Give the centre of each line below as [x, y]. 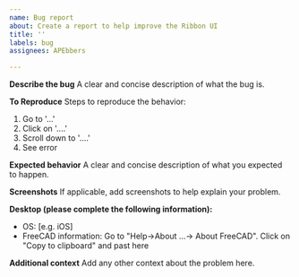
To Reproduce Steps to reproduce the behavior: [98, 102]
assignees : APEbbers [48, 51]
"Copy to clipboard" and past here [85, 246]
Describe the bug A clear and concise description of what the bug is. [137, 84]
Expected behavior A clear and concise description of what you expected [146, 165]
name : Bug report [42, 17]
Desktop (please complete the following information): [111, 209]
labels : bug [31, 43]
